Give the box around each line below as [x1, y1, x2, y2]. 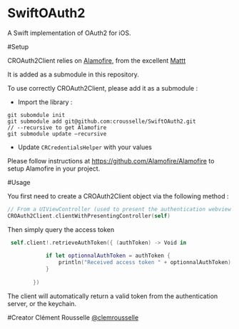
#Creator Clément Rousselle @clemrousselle [7, 313, 139, 322]
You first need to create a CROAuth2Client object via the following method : [7, 191, 229, 201]
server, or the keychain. [7, 299, 77, 308]
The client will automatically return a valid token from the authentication [7, 291, 218, 300]
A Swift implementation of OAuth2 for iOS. [7, 29, 131, 37]
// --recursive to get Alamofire [7, 123, 107, 131]
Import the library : [17, 98, 73, 106]
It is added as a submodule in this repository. [7, 70, 139, 79]
